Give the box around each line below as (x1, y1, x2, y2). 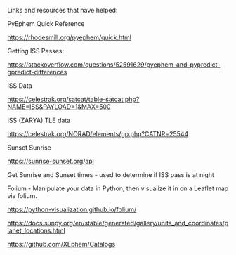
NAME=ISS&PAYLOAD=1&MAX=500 (7, 103, 111, 111)
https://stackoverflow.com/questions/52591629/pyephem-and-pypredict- (7, 60, 221, 69)
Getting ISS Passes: (7, 47, 65, 55)
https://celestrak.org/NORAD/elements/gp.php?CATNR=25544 (7, 130, 189, 138)
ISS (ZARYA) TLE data (7, 116, 71, 124)
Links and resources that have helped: (7, 6, 118, 14)
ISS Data (7, 81, 33, 90)
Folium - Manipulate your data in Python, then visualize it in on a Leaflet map (7, 184, 229, 192)
